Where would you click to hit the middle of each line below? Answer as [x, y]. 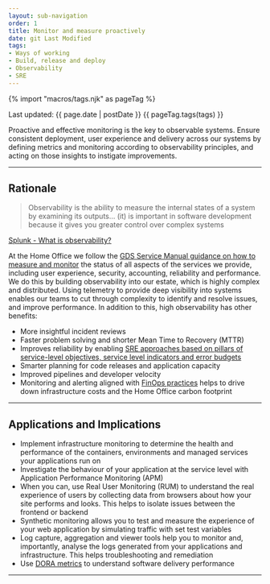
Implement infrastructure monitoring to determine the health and [127, 444]
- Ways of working [39, 53]
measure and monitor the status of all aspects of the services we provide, [130, 265]
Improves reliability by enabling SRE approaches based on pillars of [131, 349]
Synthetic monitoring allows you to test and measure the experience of [137, 521]
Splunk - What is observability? [60, 240]
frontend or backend [54, 512]
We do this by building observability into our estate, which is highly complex [134, 282]
